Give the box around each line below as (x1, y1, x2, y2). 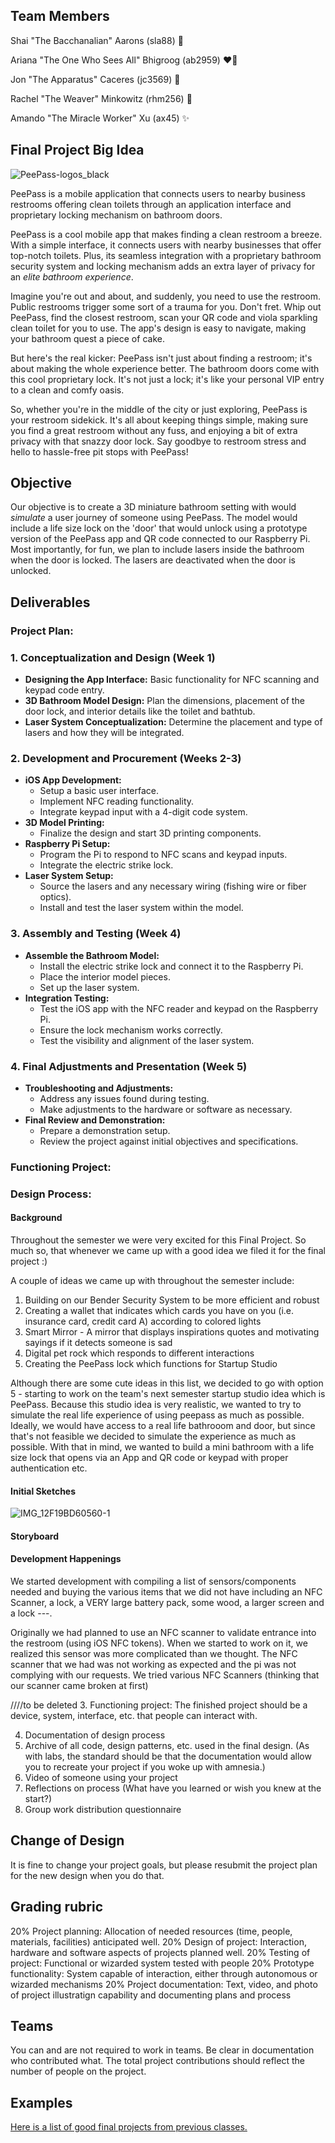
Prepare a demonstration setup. (39, 1124, 171, 1136)
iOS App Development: (24, 774, 122, 786)
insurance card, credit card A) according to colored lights (24, 1315, 262, 1327)
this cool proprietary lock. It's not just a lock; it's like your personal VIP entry (10, 373, 325, 385)
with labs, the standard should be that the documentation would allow (24, 1750, 312, 1762)
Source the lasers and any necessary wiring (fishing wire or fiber (39, 880, 307, 893)
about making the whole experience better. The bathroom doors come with (10, 362, 320, 374)
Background (10, 1212, 63, 1224)
